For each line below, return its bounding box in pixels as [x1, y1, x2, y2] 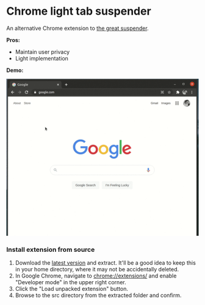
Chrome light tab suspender [6, 4, 151, 18]
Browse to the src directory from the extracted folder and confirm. [15, 292, 182, 299]
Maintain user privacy [15, 48, 70, 56]
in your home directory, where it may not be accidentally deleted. [15, 266, 179, 273]
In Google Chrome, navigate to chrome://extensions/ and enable [15, 272, 177, 279]
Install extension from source [6, 245, 95, 254]
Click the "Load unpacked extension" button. [15, 285, 128, 293]
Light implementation [15, 54, 69, 62]
